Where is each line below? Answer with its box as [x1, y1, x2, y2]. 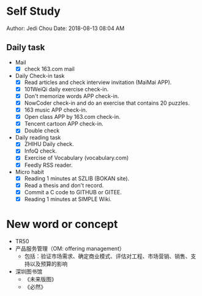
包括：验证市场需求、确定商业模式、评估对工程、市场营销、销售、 [24, 252, 191, 260]
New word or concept [6, 218, 118, 231]
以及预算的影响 [29, 260, 68, 267]
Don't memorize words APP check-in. [24, 92, 119, 99]
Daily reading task [15, 134, 61, 142]
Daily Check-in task [15, 72, 65, 79]
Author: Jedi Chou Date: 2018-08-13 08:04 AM [6, 25, 125, 32]
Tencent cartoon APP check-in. [24, 120, 103, 127]
